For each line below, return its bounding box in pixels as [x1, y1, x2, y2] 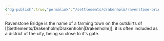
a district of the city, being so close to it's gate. [5, 30, 100, 36]
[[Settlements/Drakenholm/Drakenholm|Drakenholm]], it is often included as [5, 25, 158, 31]
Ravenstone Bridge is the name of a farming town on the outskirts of [5, 20, 143, 26]
